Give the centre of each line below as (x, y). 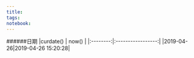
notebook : (19, 23)
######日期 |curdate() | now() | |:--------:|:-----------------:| (84, 42)
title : (15, 12)
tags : (13, 18)
